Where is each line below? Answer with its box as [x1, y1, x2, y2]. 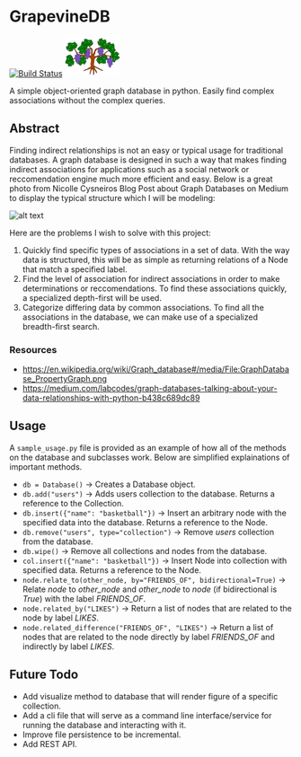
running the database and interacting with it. [22, 719, 187, 730]
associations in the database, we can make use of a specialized [22, 312, 259, 322]
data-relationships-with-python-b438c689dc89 [22, 392, 200, 403]
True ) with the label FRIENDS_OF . [22, 593, 146, 603]
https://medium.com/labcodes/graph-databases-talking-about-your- [22, 383, 278, 394]
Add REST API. [22, 738, 78, 749]
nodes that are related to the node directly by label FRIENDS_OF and [22, 631, 276, 642]
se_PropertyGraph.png [22, 374, 108, 384]
